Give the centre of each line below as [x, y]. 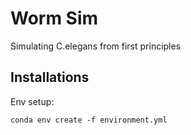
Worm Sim [54, 18]
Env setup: [32, 101]
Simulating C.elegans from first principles [96, 46]
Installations [50, 77]
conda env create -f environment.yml [89, 120]
